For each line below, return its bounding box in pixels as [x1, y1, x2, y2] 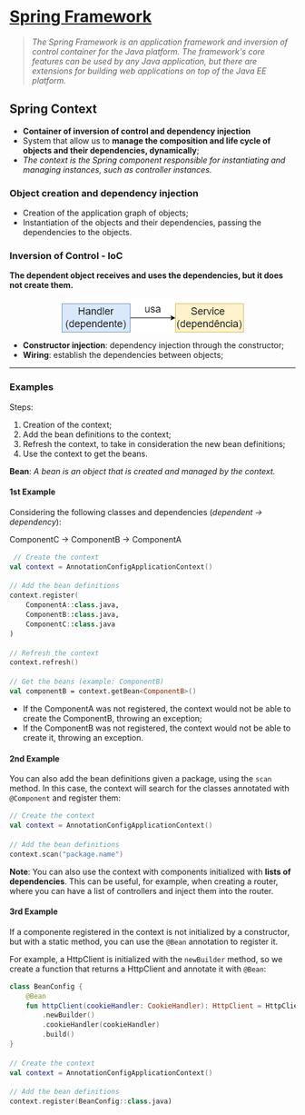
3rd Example [9, 906, 58, 917]
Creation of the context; [22, 419, 112, 430]
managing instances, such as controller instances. [22, 164, 212, 174]
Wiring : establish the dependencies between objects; [22, 350, 224, 361]
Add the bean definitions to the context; [22, 429, 172, 440]
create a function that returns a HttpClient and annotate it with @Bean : [9, 963, 267, 974]
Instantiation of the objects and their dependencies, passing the [22, 217, 261, 228]
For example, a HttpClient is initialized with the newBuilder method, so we [9, 953, 283, 964]
